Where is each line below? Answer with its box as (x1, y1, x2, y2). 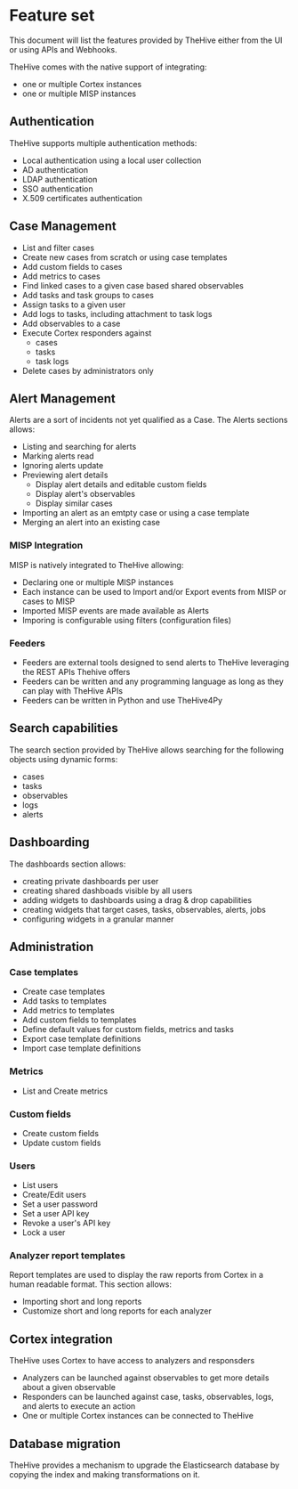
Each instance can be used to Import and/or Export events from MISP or (21, 586, 287, 597)
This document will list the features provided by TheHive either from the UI (9, 35, 283, 45)
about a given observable (21, 1382, 116, 1393)
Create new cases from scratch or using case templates (21, 251, 228, 263)
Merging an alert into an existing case (21, 517, 160, 528)
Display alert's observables (35, 489, 136, 500)
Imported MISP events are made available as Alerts (21, 605, 209, 615)
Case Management (9, 219, 117, 234)
